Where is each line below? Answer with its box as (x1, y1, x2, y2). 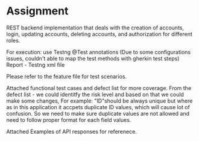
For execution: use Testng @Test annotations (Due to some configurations (6, 48, 191, 55)
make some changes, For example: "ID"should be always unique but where (6, 97, 193, 104)
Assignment (6, 4, 69, 18)
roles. (6, 37, 21, 44)
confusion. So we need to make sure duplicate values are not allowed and (6, 110, 190, 117)
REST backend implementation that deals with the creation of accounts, (6, 24, 184, 31)
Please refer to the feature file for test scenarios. (6, 73, 127, 80)
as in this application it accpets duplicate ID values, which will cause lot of (6, 103, 190, 110)
